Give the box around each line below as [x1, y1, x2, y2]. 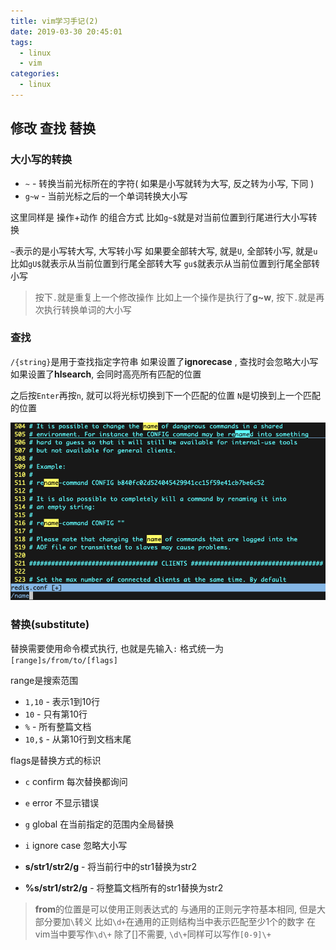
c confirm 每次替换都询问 [24, 775, 128, 787]
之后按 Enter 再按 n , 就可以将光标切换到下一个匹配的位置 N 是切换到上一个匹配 [10, 389, 322, 401]
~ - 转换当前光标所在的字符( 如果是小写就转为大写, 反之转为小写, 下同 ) [24, 177, 315, 189]
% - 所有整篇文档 [24, 720, 92, 732]
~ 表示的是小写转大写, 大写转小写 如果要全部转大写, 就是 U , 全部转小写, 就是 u [10, 245, 318, 257]
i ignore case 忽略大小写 [24, 839, 128, 851]
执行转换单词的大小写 [43, 303, 132, 315]
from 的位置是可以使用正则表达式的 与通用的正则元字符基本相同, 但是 [34, 903, 318, 915]
